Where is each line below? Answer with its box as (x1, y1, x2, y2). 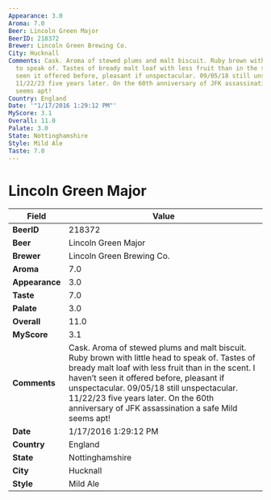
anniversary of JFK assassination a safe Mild (68, 402, 238, 414)
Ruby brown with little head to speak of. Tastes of (68, 352, 256, 364)
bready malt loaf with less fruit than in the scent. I (68, 362, 256, 373)
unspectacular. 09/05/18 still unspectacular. (68, 382, 238, 394)
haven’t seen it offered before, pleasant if (68, 373, 225, 384)
